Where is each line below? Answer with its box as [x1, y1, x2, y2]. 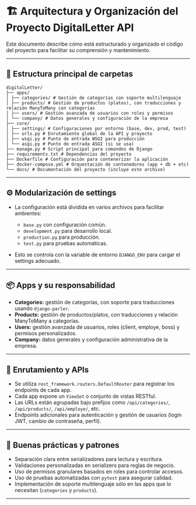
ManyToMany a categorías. [14, 317, 80, 325]
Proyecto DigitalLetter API [6, 21, 134, 35]
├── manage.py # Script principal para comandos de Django [6, 146, 153, 152]
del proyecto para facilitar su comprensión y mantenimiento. [6, 46, 150, 53]
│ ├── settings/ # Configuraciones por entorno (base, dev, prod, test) [6, 125, 187, 132]
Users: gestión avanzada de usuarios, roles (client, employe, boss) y [14, 324, 180, 331]
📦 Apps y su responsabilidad [6, 280, 116, 290]
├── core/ [6, 121, 30, 126]
